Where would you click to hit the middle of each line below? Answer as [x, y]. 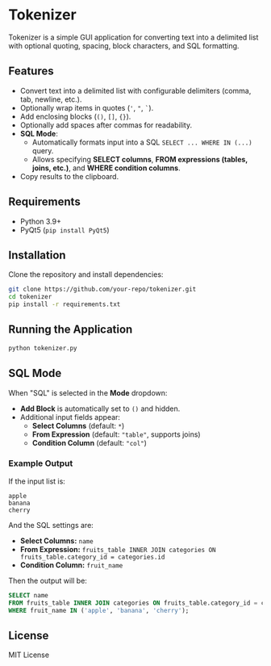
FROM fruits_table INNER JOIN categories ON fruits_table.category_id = [133, 603]
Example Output [41, 463]
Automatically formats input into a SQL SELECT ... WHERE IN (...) [142, 142]
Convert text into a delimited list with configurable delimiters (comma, [135, 90]
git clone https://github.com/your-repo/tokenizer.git [102, 289]
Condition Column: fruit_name [71, 565]
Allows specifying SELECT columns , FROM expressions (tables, [140, 159]
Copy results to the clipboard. [69, 176]
